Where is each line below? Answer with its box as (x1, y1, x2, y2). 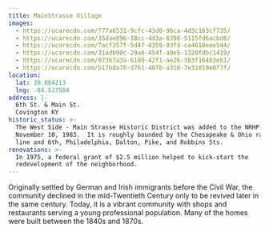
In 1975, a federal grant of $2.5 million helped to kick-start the (15, 153, 249, 161)
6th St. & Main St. (15, 101, 81, 109)
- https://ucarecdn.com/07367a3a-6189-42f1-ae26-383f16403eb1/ (15, 57, 231, 65)
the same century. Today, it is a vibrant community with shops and (8, 199, 227, 209)
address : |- (8, 94, 48, 102)
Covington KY (15, 109, 59, 117)
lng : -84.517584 (15, 86, 70, 94)
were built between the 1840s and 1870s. (8, 217, 144, 226)
